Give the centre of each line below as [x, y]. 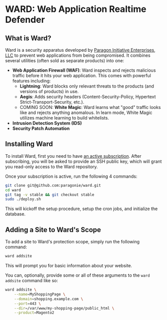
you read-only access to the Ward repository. [51, 166]
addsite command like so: [32, 280]
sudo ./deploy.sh [23, 199]
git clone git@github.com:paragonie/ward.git [53, 185]
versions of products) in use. [49, 91]
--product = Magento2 [34, 313]
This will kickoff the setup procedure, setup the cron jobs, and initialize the [82, 209]
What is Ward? [28, 38]
